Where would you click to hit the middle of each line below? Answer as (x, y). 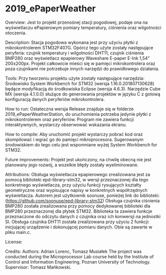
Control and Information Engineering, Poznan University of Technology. (78, 262)
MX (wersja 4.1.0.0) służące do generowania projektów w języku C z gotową (83, 94)
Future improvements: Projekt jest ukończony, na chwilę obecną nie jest (78, 159)
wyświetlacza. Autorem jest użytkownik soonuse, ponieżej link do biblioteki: (83, 195)
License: (14, 242)
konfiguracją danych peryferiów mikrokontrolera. (55, 99)
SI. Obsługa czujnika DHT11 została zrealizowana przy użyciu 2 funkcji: (77, 222)
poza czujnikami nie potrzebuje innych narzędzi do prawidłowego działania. (82, 69)
